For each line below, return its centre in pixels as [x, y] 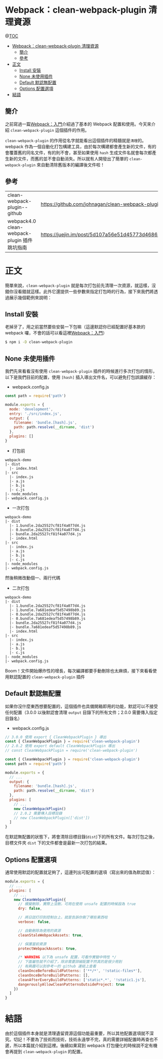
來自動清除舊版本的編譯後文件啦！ [71, 165]
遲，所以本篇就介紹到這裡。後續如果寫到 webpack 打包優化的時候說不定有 [79, 1045]
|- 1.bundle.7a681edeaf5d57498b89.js [48, 610]
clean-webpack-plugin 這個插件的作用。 [50, 130]
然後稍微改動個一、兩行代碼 [33, 578]
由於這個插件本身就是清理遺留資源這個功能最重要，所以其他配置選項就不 [77, 1033]
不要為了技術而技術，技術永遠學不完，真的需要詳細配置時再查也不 [92, 1040]
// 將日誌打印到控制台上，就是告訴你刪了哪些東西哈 [63, 918]
